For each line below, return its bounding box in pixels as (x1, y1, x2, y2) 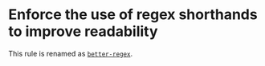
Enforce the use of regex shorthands (8, 6, 259, 24)
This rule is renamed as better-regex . (8, 49, 133, 58)
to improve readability (8, 22, 158, 41)
